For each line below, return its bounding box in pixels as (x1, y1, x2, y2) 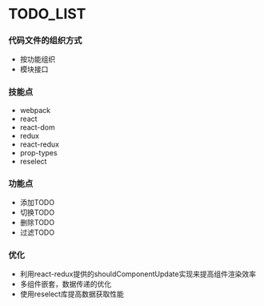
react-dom (19, 122, 55, 132)
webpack (19, 105, 50, 115)
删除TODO (19, 218, 54, 227)
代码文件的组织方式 (8, 35, 82, 46)
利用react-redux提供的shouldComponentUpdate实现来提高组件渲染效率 (19, 269, 256, 279)
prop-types (19, 147, 58, 157)
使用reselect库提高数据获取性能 (19, 289, 124, 299)
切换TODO (19, 207, 54, 217)
